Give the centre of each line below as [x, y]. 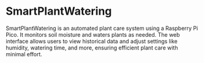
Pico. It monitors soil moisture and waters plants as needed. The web [93, 34]
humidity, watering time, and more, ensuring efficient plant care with [92, 48]
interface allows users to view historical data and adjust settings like [92, 41]
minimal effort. [24, 54]
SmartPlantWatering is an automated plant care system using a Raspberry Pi [102, 28]
